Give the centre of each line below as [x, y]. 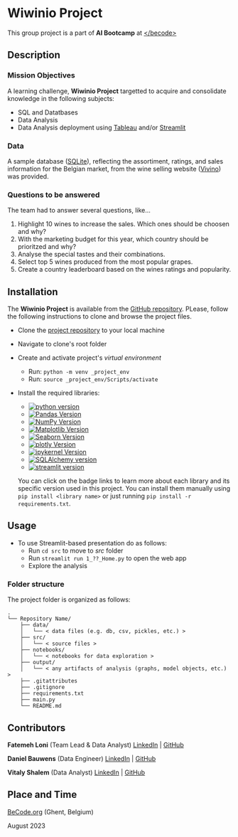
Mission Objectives [42, 75]
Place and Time [42, 795]
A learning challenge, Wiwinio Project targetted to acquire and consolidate [117, 91]
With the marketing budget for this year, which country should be [113, 239]
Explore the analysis [58, 565]
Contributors [37, 728]
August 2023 [27, 826]
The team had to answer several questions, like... [79, 210]
